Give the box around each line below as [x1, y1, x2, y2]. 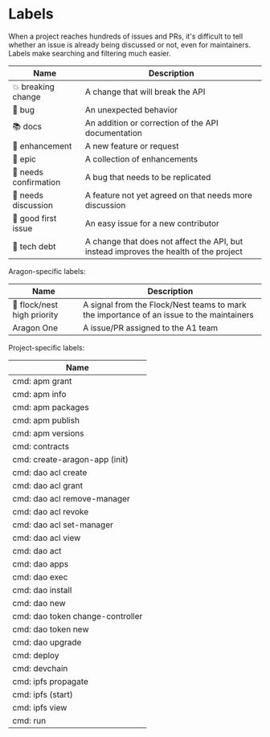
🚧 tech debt [12, 240, 56, 252]
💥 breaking [12, 81, 55, 92]
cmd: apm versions [12, 428, 84, 439]
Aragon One [12, 322, 59, 334]
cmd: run [12, 714, 47, 726]
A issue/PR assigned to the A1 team [83, 322, 219, 334]
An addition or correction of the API [84, 117, 219, 129]
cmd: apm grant [12, 375, 72, 387]
